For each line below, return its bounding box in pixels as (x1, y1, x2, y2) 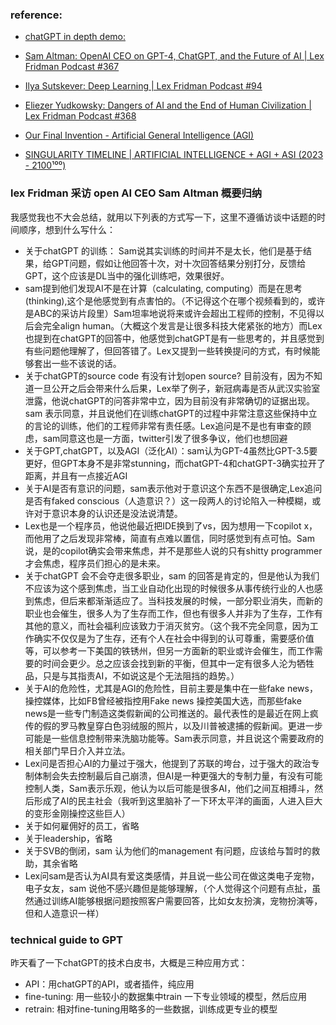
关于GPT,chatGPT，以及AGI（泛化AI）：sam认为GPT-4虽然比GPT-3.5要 (24, 444, 318, 457)
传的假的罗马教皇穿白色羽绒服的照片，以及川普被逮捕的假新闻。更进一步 (24, 719, 323, 732)
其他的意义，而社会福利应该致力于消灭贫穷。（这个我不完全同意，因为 (24, 619, 310, 632)
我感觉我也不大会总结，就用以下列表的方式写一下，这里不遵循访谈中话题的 (10, 211, 317, 223)
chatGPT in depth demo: (24, 31, 127, 43)
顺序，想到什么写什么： (18, 223, 116, 235)
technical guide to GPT (10, 933, 124, 947)
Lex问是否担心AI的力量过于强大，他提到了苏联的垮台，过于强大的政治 (24, 757, 312, 769)
